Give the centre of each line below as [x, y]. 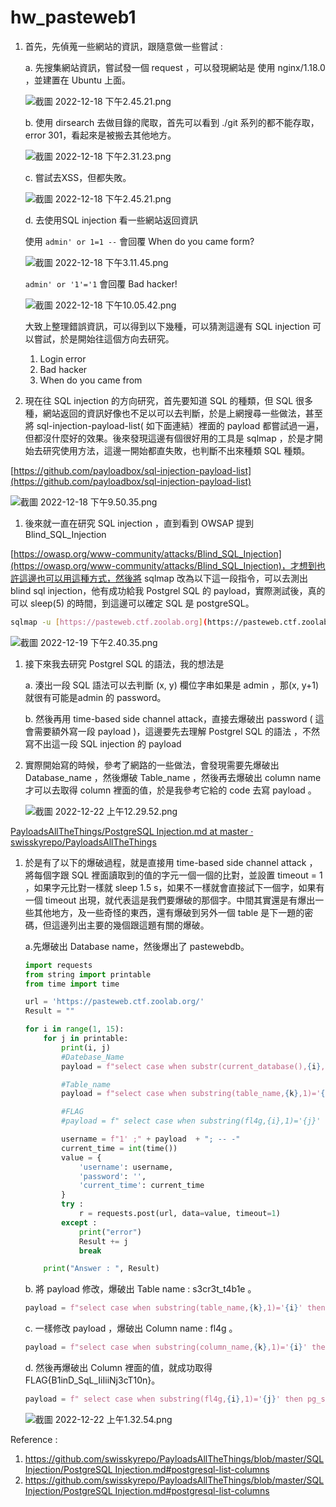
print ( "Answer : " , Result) [101, 1269]
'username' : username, [126, 1167]
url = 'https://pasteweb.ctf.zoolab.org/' [114, 1002]
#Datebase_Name [93, 1057]
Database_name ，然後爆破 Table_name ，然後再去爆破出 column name [173, 777]
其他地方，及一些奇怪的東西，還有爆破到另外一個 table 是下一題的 [169, 912]
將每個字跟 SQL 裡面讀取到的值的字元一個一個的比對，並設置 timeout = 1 [173, 875]
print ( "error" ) [110, 1232]
